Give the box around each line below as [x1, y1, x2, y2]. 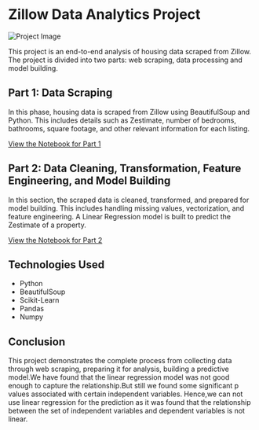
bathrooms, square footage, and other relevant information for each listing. [8, 123, 250, 133]
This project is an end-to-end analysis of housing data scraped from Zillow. [8, 46, 252, 56]
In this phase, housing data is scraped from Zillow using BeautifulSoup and [8, 107, 250, 116]
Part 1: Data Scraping [8, 86, 113, 100]
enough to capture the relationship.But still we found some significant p [8, 381, 239, 391]
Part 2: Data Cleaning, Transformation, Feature [8, 162, 242, 175]
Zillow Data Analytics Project [8, 6, 201, 24]
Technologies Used [8, 258, 104, 271]
